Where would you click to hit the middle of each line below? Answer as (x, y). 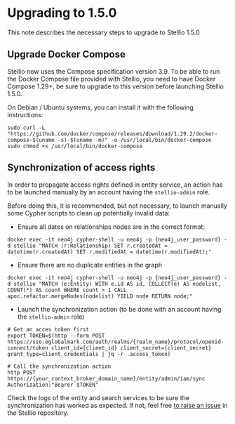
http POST (22, 372)
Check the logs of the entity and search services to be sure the (98, 397)
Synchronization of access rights (81, 167)
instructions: (25, 114)
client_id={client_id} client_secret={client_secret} (132, 348)
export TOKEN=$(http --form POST (56, 336)
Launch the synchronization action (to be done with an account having (119, 309)
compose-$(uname (31, 140)
